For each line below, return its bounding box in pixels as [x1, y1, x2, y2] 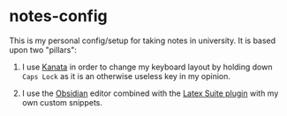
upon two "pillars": [9, 44, 78, 54]
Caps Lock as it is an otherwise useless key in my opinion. [21, 70, 231, 81]
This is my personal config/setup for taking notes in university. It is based [9, 35, 276, 46]
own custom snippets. [21, 97, 103, 107]
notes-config [9, 6, 108, 26]
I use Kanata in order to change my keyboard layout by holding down [21, 62, 273, 72]
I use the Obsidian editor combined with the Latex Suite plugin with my [21, 88, 279, 98]
